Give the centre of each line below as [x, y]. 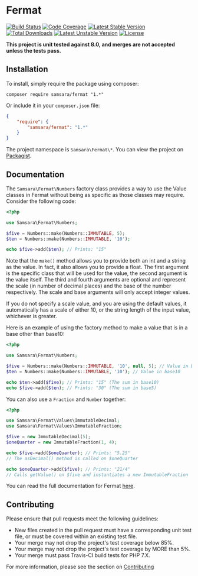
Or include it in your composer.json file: [53, 105]
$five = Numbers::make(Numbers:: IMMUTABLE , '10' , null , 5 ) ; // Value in [97, 366]
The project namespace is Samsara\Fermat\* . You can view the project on [95, 150]
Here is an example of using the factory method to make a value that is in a [97, 328]
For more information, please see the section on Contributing [80, 567]
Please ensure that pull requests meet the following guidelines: [82, 519]
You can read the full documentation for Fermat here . [71, 486]
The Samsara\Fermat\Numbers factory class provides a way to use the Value [96, 188]
